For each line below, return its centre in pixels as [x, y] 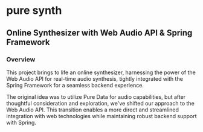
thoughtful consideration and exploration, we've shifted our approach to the [100, 103]
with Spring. [21, 122]
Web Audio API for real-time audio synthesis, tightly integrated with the [95, 78]
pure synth [34, 11]
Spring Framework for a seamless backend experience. [75, 85]
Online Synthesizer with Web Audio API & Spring [99, 33]
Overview [21, 59]
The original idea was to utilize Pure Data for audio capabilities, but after [96, 96]
